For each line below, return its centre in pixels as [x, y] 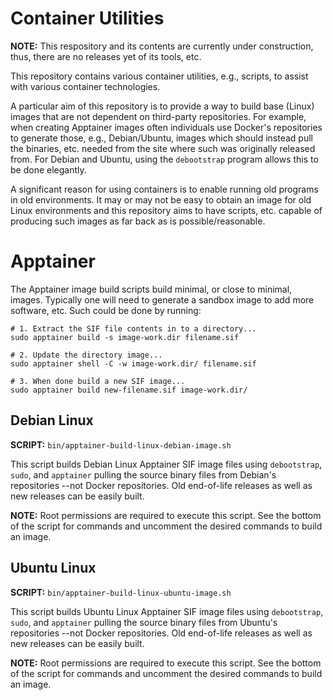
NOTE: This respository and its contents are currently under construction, [162, 46]
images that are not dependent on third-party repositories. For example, [158, 116]
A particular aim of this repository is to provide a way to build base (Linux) [162, 106]
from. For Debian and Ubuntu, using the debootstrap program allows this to [164, 159]
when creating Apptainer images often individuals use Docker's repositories [166, 127]
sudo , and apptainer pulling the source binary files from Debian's [143, 474]
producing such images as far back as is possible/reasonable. [138, 221]
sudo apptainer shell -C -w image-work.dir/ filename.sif [133, 363]
